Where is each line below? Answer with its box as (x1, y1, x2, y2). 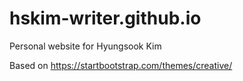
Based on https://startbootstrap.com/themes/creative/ (9, 59, 233, 71)
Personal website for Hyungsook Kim (9, 40, 162, 52)
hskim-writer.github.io (9, 7, 202, 30)
